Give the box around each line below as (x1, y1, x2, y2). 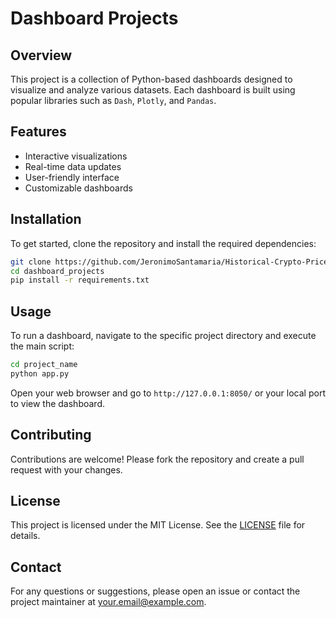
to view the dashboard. (10, 397, 106, 409)
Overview (10, 47, 73, 64)
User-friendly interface (24, 171, 120, 183)
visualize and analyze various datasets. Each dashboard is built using (10, 84, 296, 96)
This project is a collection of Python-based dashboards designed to (10, 73, 293, 85)
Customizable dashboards (24, 182, 133, 194)
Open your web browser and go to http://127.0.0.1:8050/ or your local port (10, 387, 326, 399)
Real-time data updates (24, 160, 122, 172)
